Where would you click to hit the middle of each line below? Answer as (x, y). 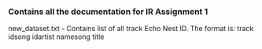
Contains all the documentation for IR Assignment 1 (108, 12)
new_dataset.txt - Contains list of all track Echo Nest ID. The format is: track (131, 29)
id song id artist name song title (56, 37)
